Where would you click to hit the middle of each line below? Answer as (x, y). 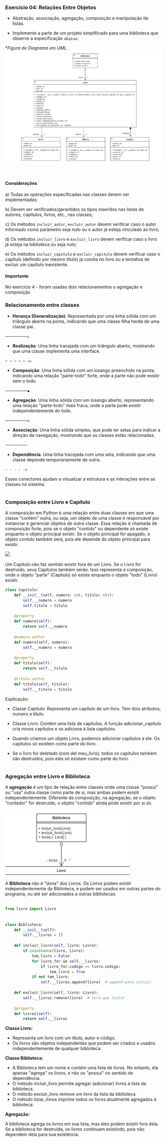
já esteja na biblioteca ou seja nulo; (41, 244)
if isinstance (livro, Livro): (54, 951)
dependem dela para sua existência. (42, 1135)
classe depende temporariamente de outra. (56, 460)
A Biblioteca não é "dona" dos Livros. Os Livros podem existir (68, 883)
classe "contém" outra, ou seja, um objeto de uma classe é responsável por (82, 518)
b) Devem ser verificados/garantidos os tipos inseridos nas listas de (75, 209)
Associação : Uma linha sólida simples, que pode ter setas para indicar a (86, 430)
